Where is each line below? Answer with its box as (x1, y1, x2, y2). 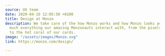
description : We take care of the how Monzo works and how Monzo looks (5, 21, 155, 26)
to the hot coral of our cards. (9, 30, 76, 35)
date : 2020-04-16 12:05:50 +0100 (5, 12, 74, 17)
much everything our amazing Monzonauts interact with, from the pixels (9, 26, 162, 30)
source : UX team (5, 7, 38, 12)
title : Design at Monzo (5, 16, 54, 21)
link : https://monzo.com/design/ (5, 39, 74, 44)
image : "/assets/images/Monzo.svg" (5, 35, 78, 40)
